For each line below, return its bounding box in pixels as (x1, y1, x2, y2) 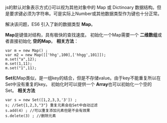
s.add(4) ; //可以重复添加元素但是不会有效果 (5, 108, 90, 113)
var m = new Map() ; (5, 48, 48, 53)
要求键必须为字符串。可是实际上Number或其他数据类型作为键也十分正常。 (9, 10, 162, 16)
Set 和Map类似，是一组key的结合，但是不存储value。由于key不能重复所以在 (5, 75, 161, 81)
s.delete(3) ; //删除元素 (5, 113, 56, 118)
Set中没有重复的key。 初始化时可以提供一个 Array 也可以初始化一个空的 (5, 81, 152, 87)
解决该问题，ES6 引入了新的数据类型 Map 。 (5, 21, 95, 27)
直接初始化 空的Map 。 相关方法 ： (9, 38, 78, 44)
